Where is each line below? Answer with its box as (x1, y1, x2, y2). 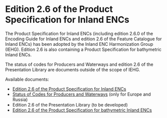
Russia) (12, 96, 28, 103)
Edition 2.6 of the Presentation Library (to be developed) (12, 102, 128, 108)
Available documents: (5, 76, 49, 82)
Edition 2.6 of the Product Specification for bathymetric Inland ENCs (12, 107, 152, 113)
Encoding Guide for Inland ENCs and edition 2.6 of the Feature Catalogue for (5, 36, 162, 42)
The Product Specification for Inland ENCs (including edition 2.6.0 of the (5, 30, 153, 36)
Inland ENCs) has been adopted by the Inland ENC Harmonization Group (5, 41, 153, 47)
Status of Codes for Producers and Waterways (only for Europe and (12, 91, 151, 97)
